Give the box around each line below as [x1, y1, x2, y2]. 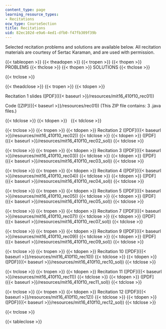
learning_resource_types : [5, 12, 59, 17]
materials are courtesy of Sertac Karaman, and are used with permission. [5, 49, 155, 55]
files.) [5, 108, 17, 114]
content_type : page [5, 7, 46, 12]
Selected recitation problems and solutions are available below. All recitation [5, 44, 162, 50]
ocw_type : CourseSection [5, 21, 57, 26]
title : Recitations [5, 26, 46, 31]
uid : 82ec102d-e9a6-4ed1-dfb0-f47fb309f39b [5, 30, 97, 35]
